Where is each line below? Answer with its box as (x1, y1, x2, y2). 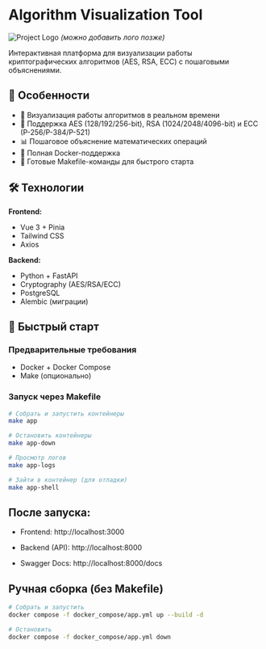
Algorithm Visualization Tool (8, 6, 203, 24)
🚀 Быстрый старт (8, 319, 99, 333)
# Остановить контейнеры (8, 432, 92, 440)
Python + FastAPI (19, 271, 78, 280)
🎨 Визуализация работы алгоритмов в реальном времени (19, 110, 220, 120)
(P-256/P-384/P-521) (19, 127, 91, 137)
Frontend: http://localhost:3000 (19, 527, 125, 537)
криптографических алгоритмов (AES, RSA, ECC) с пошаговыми (8, 57, 230, 66)
